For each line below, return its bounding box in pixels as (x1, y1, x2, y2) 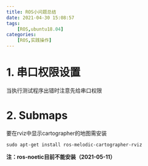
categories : (6, 32, 36, 38)
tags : (6, 20, 20, 26)
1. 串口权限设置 (6, 65, 81, 79)
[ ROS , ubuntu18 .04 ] (17, 26, 64, 32)
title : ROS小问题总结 (6, 9, 56, 15)
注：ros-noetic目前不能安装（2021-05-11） (6, 153, 116, 161)
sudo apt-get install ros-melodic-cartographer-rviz (6, 142, 143, 148)
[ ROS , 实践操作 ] (17, 37, 52, 43)
